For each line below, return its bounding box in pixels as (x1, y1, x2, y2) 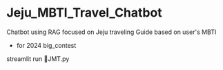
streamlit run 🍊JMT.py (6, 54, 70, 63)
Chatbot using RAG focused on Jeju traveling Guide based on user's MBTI (6, 28, 217, 36)
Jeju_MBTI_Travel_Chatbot (6, 5, 163, 21)
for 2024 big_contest (16, 41, 77, 49)
